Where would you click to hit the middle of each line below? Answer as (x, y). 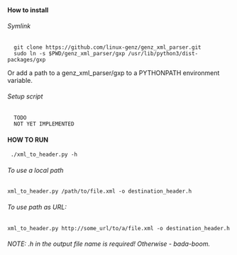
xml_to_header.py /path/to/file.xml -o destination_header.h (100, 191)
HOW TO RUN (28, 140)
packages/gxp (27, 59)
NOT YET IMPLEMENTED (44, 124)
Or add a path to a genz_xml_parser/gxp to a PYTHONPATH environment (114, 73)
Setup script (25, 96)
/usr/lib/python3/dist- (163, 53)
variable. (20, 80)
